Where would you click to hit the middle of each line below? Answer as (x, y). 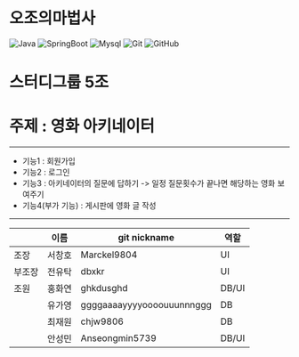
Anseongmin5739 (119, 338)
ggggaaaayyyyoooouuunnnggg (146, 305)
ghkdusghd (104, 288)
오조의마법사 (53, 18)
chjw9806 (102, 321)
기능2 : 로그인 (46, 172)
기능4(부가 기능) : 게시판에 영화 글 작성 (89, 206)
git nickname (146, 238)
